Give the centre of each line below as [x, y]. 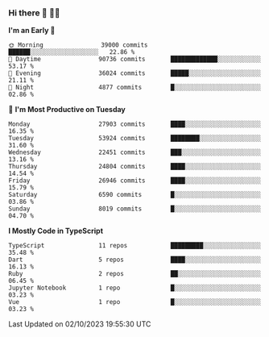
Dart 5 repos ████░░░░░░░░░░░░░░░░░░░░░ [135, 260]
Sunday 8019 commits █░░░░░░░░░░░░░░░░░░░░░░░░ [135, 209]
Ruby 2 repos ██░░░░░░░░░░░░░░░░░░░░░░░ [135, 274]
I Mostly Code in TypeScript [56, 231]
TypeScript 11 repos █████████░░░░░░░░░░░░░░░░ [135, 246]
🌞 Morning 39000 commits [78, 45]
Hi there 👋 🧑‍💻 [34, 13]
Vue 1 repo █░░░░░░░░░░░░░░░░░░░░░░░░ [135, 302]
